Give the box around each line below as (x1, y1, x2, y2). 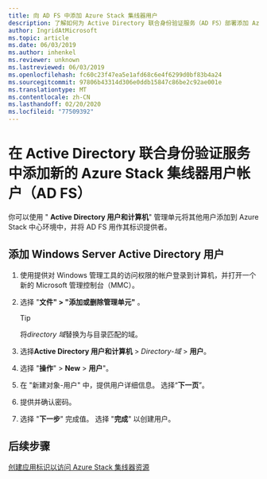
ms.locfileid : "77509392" (8, 108, 94, 116)
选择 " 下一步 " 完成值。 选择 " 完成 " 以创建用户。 (19, 414, 176, 423)
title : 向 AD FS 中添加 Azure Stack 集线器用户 (8, 11, 158, 20)
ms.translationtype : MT (8, 85, 87, 94)
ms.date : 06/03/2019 (8, 41, 77, 49)
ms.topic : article (8, 33, 69, 42)
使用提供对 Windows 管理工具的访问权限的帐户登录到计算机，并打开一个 (19, 270, 257, 279)
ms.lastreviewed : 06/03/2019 (8, 64, 105, 72)
